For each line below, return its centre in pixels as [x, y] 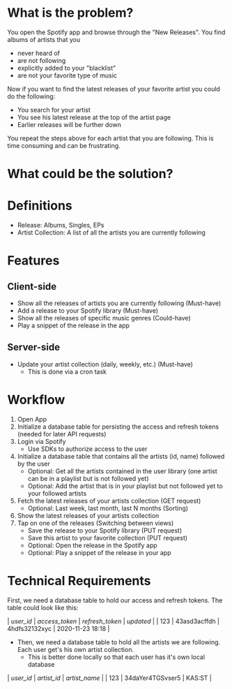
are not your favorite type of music [67, 75]
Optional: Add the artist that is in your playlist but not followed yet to [125, 486]
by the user [33, 464]
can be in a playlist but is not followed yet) [88, 478]
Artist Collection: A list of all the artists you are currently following [111, 232]
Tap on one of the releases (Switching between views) [95, 523]
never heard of [39, 53]
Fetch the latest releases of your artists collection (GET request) [109, 501]
